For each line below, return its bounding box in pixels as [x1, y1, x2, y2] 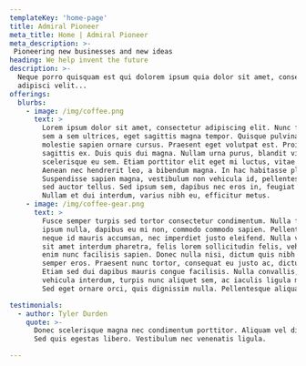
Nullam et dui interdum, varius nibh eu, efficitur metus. [42, 191, 271, 200]
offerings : [9, 89, 51, 98]
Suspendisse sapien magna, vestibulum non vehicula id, [42, 174, 259, 183]
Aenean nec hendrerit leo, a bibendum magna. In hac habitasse [42, 166, 287, 175]
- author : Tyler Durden [17, 309, 107, 319]
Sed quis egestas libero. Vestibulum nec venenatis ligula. [33, 334, 267, 344]
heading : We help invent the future [9, 56, 148, 65]
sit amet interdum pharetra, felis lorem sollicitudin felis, [42, 242, 283, 251]
